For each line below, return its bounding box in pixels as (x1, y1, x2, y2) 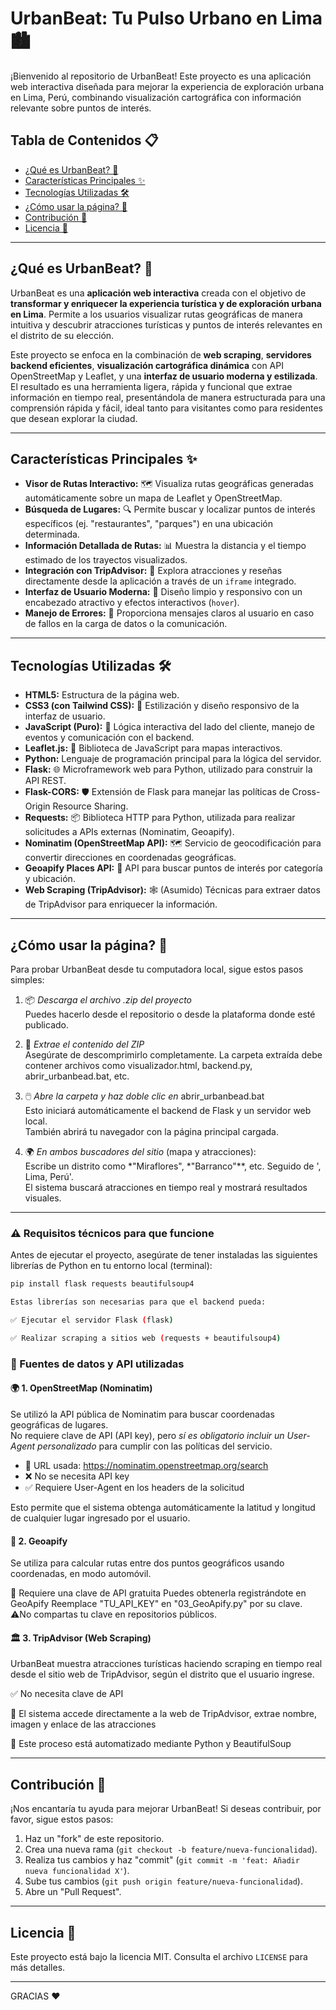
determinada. (24, 528, 80, 541)
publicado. (24, 1019, 69, 1031)
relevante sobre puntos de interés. (10, 102, 152, 114)
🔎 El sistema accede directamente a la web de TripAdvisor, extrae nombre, (10, 1708, 318, 1720)
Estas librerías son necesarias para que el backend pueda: (10, 1297, 267, 1307)
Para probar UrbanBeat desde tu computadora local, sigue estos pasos (10, 963, 304, 975)
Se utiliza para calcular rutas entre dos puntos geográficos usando (10, 1557, 285, 1569)
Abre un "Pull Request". (24, 1886, 122, 1898)
